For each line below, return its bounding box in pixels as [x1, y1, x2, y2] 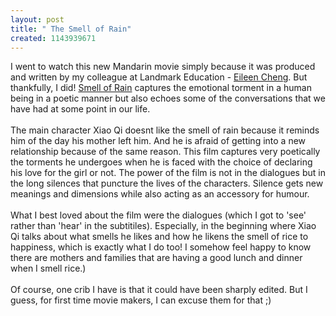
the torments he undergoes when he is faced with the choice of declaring [10, 156, 313, 168]
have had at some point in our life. [10, 103, 151, 115]
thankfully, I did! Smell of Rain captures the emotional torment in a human [10, 82, 312, 94]
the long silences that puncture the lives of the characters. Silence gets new [10, 177, 324, 190]
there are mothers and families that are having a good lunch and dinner [10, 252, 303, 264]
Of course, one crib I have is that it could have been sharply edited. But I [10, 284, 308, 296]
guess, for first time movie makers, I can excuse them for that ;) [10, 294, 272, 306]
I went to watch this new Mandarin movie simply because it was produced [10, 61, 316, 73]
